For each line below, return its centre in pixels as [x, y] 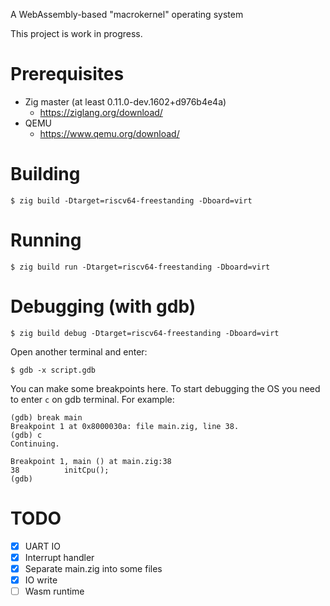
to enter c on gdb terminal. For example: [92, 399]
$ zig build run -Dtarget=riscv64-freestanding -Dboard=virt [140, 267]
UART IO [43, 546]
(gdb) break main [46, 417]
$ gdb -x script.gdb [53, 370]
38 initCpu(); [60, 470]
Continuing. [35, 444]
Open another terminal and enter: [79, 351]
